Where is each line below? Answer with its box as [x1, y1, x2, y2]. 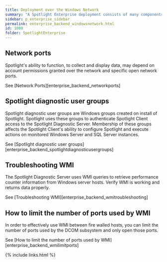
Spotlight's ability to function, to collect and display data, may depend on [5, 62, 155, 68]
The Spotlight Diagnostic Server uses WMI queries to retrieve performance [5, 174, 159, 180]
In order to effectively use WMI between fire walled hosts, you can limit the [5, 222, 159, 228]
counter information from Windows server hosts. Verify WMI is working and [5, 179, 160, 185]
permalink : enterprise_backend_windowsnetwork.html [5, 21, 114, 26]
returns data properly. [5, 185, 50, 191]
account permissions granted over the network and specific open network [5, 67, 158, 73]
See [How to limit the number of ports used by [5, 237, 100, 243]
